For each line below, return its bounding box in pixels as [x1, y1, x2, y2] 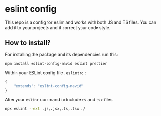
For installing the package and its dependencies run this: [5, 51, 118, 57]
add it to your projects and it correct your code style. [5, 24, 111, 30]
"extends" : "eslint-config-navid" [14, 83, 83, 88]
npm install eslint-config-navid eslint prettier [5, 61, 108, 66]
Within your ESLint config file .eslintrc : [5, 69, 86, 76]
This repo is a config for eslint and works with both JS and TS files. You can [5, 19, 157, 25]
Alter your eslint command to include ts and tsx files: [5, 97, 114, 103]
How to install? [5, 39, 51, 47]
